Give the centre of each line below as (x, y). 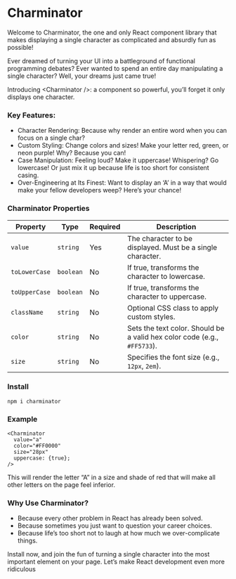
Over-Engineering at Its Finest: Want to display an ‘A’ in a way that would (122, 183)
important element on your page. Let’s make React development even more (116, 562)
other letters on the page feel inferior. (61, 485)
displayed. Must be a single (172, 247)
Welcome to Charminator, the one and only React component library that (112, 32)
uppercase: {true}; (42, 458)
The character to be (160, 238)
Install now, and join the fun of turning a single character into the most (109, 554)
